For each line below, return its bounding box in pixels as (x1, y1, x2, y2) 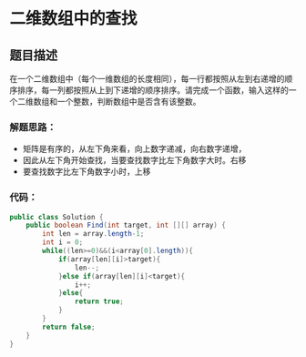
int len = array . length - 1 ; (42, 229, 145, 239)
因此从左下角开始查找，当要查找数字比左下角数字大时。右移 (22, 155, 247, 166)
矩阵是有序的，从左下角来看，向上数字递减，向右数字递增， (22, 143, 247, 155)
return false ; (42, 322, 96, 331)
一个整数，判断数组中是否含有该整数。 (56, 97, 201, 107)
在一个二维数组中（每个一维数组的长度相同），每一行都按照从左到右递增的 (9, 74, 285, 84)
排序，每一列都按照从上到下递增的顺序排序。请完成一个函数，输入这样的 (16, 85, 289, 96)
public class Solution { (9, 212, 104, 221)
